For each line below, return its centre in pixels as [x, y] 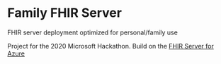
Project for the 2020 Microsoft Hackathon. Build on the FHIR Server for [110, 46]
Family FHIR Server [65, 13]
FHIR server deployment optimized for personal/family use [93, 32]
